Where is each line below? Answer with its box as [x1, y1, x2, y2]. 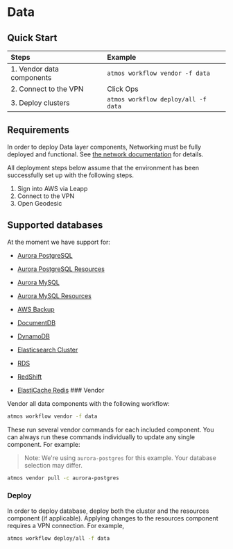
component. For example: [7, 440, 80, 448]
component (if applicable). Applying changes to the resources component [7, 514, 218, 522]
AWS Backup [17, 305, 55, 313]
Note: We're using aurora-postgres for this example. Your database [24, 453, 216, 462]
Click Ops [107, 84, 139, 94]
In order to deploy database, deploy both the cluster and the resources [7, 507, 209, 515]
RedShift [17, 372, 42, 381]
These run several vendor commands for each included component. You [7, 425, 214, 434]
